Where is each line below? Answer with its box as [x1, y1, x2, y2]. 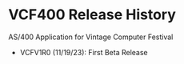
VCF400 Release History [8, 6, 176, 24]
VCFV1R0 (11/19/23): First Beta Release [19, 47, 148, 57]
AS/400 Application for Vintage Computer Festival [8, 32, 174, 42]
